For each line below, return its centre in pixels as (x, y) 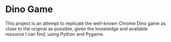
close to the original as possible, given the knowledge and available (77, 28)
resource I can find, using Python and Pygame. (55, 34)
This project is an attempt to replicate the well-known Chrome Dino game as (85, 23)
